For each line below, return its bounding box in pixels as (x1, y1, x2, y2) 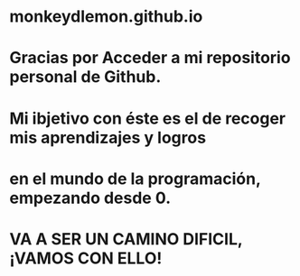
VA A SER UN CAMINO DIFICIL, (9, 228, 243, 249)
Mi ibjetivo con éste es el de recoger (9, 108, 286, 128)
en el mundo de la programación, (9, 169, 261, 189)
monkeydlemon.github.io (9, 6, 203, 27)
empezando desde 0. (9, 188, 172, 208)
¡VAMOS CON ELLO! (9, 248, 163, 268)
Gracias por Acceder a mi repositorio (9, 48, 291, 69)
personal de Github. (9, 67, 162, 87)
